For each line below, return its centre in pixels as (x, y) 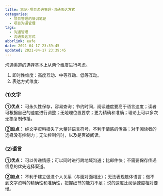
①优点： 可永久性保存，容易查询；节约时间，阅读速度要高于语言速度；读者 (81, 106)
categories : (17, 14)
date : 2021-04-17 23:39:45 (32, 46)
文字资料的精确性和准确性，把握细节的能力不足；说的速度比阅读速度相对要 (83, 183)
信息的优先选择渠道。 (26, 166)
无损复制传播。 (20, 118)
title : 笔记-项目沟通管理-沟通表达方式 (40, 9)
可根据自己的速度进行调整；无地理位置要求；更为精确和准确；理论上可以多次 (81, 112)
